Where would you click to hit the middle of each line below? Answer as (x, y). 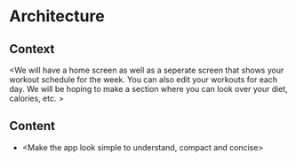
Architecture (57, 16)
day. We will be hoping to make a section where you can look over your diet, (149, 89)
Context (32, 49)
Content (32, 126)
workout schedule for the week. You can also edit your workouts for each (144, 80)
